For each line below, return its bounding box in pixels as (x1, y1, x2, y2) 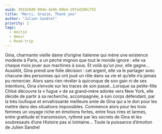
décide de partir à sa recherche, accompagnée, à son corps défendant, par (5, 93, 155, 99)
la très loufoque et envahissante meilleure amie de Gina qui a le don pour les (5, 98, 157, 104)
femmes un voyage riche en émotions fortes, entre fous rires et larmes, (5, 109, 147, 115)
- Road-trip (9, 39, 34, 44)
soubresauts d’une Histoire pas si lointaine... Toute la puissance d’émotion (5, 119, 152, 125)
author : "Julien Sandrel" (5, 16, 57, 21)
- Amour (9, 34, 25, 39)
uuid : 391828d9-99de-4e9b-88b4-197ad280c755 (5, 7, 96, 12)
